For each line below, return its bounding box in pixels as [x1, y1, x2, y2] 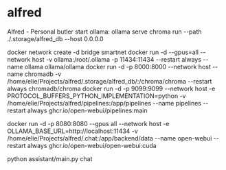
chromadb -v [24, 70, 62, 78]
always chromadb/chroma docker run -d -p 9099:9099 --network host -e [7, 84, 216, 93]
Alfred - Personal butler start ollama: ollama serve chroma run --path [7, 27, 202, 36]
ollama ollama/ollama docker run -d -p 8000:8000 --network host [24, 62, 211, 71]
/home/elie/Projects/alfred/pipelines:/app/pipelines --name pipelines [7, 99, 201, 107]
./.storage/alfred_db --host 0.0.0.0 [7, 34, 104, 42]
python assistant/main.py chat [7, 154, 93, 162]
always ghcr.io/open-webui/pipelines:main [27, 106, 148, 114]
